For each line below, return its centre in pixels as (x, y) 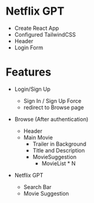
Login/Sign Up (32, 89)
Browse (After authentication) (51, 119)
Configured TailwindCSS (45, 34)
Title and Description (59, 150)
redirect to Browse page (54, 107)
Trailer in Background (59, 144)
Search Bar (38, 187)
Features (29, 72)
